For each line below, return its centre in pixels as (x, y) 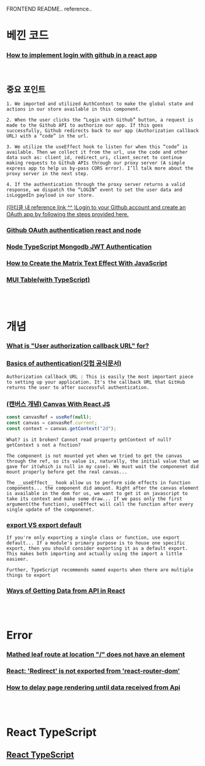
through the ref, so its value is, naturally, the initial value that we (103, 461)
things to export (29, 575)
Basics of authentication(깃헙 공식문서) (64, 364)
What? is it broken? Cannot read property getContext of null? (89, 440)
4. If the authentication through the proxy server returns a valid (96, 185)
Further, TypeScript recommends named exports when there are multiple (100, 570)
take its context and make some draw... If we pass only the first (95, 499)
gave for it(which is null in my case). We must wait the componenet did (103, 466)
